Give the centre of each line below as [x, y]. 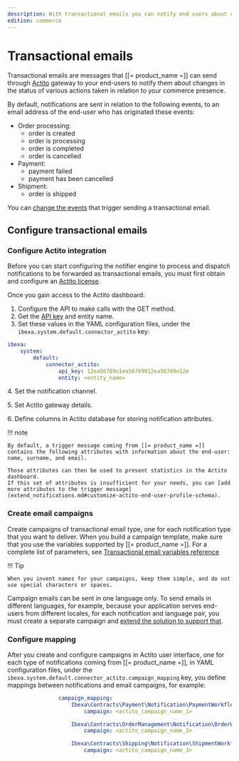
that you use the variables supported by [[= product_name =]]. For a [107, 544]
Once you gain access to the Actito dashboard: [76, 295]
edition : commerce [34, 21]
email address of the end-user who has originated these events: [101, 112]
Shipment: [33, 187]
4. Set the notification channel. [52, 391]
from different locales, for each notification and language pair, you [122, 613]
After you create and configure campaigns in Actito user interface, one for [116, 654]
